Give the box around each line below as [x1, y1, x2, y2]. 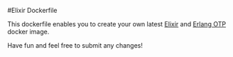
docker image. [7, 28, 50, 36]
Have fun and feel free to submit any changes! [7, 41, 143, 49]
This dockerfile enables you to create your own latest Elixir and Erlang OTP [7, 20, 226, 28]
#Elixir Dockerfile [7, 6, 58, 14]
